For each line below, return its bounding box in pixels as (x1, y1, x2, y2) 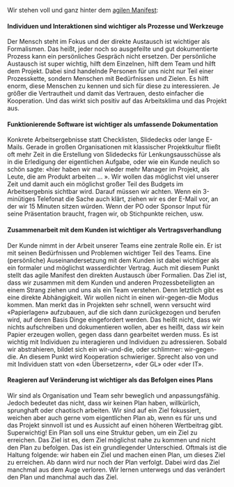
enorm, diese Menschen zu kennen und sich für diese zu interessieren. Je (7, 82, 220, 90)
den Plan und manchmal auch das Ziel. (7, 472, 118, 481)
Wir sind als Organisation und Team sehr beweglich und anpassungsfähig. (7, 391, 221, 400)
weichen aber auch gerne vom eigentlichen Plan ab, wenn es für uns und (7, 413, 217, 421)
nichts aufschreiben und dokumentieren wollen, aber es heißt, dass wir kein (7, 322, 224, 331)
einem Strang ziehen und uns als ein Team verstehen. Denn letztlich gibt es (7, 285, 224, 294)
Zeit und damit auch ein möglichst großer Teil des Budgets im (7, 180, 183, 188)
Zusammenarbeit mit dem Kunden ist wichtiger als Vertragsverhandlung (7, 226, 221, 234)
